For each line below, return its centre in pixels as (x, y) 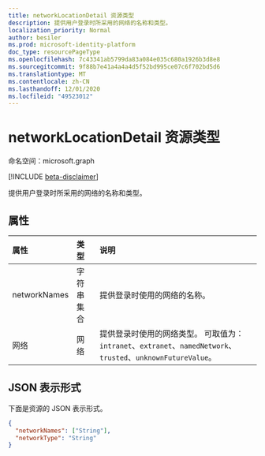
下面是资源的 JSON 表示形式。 (58, 408)
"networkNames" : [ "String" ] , (63, 431)
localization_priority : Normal (60, 30)
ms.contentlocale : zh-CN (49, 81)
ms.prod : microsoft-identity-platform (72, 45)
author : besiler (35, 37)
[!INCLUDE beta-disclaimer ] (53, 177)
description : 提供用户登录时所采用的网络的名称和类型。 (90, 23)
